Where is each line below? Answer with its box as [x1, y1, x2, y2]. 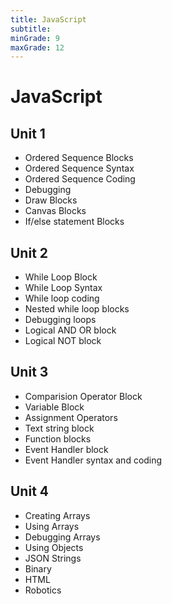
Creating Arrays [24, 509, 91, 521]
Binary [24, 562, 52, 575]
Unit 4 [10, 483, 50, 500]
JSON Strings [24, 552, 82, 564]
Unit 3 [10, 364, 49, 381]
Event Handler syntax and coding [24, 454, 163, 466]
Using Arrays [24, 520, 80, 532]
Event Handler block [24, 443, 109, 455]
